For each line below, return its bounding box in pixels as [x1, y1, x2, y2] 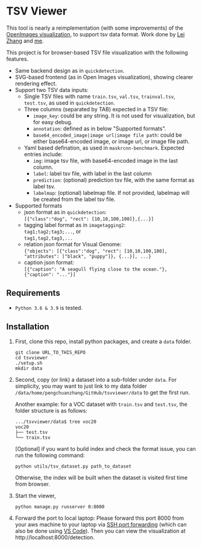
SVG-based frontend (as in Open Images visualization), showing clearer [14, 73, 194, 80]
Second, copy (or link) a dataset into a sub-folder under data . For [14, 376, 177, 383]
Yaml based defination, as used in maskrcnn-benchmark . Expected [24, 144, 185, 151]
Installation [6, 322, 49, 332]
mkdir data [14, 365, 43, 372]
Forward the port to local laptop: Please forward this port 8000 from [14, 514, 185, 522]
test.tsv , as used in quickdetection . [24, 99, 116, 106]
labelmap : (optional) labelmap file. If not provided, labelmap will [33, 189, 190, 196]
